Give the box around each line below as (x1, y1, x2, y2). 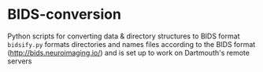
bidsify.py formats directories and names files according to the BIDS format (7, 39, 256, 49)
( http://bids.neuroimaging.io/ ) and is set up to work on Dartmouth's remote (7, 48, 250, 57)
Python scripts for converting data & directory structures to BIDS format (7, 31, 240, 41)
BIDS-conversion (7, 5, 121, 23)
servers (7, 56, 32, 66)
